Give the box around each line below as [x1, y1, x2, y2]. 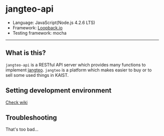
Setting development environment [5, 87, 111, 95]
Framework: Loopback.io [12, 24, 63, 30]
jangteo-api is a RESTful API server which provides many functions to [5, 62, 146, 68]
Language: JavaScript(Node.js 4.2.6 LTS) [12, 20, 95, 25]
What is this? [5, 49, 46, 57]
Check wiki [5, 99, 28, 105]
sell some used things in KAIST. [5, 72, 69, 78]
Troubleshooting [5, 113, 57, 122]
